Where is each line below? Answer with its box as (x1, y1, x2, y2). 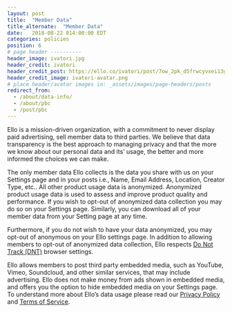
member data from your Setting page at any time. (7, 212, 148, 220)
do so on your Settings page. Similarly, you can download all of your (7, 204, 202, 213)
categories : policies (7, 36, 70, 43)
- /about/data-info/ (13, 94, 72, 101)
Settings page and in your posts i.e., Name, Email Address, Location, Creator (7, 175, 225, 184)
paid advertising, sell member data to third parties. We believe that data (7, 133, 211, 141)
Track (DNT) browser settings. (7, 247, 94, 255)
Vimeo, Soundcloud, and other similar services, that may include (7, 268, 191, 276)
